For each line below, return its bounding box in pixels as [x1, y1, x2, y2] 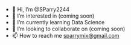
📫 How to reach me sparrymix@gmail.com [11, 32, 120, 39]
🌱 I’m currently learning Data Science [11, 19, 105, 26]
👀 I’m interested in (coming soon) [11, 12, 95, 19]
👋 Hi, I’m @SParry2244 [11, 6, 70, 13]
